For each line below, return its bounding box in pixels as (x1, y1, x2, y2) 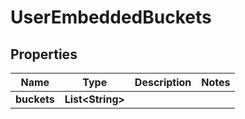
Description (134, 76, 192, 89)
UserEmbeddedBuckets (10, 6, 212, 29)
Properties (10, 46, 78, 63)
